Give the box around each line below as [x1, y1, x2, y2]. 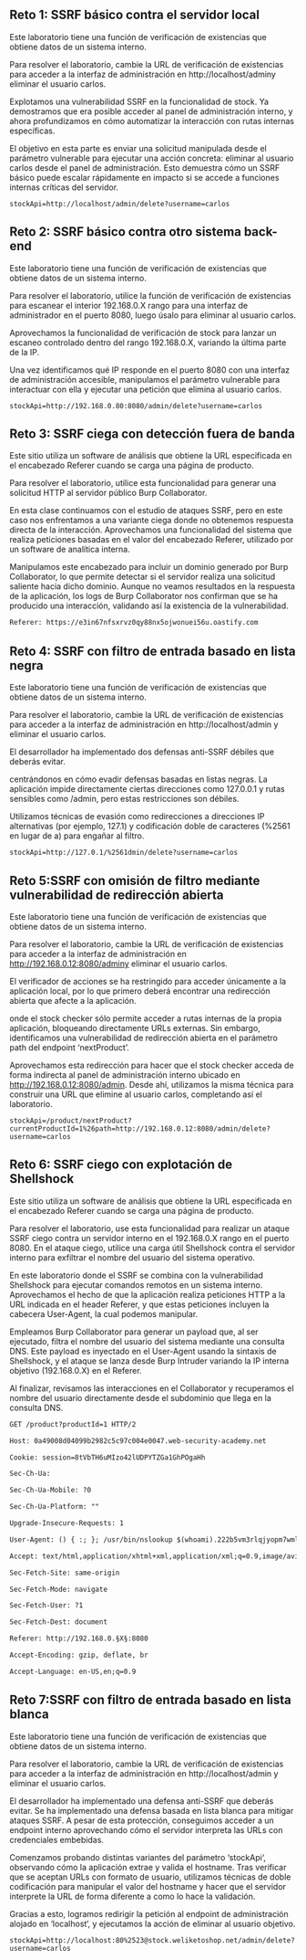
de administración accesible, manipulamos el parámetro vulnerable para [9, 374, 280, 385]
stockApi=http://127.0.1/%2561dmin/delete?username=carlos [9, 848, 239, 858]
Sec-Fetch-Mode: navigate [9, 1585, 107, 1594]
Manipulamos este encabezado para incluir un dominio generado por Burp [9, 562, 289, 573]
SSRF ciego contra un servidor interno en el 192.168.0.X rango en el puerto [9, 1232, 290, 1243]
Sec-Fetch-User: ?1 [9, 1601, 84, 1610]
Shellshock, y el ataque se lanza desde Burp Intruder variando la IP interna [9, 1355, 290, 1366]
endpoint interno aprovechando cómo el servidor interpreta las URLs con [9, 1824, 284, 1835]
